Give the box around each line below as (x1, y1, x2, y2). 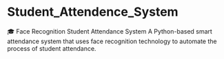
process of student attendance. (7, 44, 96, 52)
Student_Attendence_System (7, 4, 179, 20)
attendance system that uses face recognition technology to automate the (7, 37, 217, 45)
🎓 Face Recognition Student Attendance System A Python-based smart (7, 27, 212, 35)
